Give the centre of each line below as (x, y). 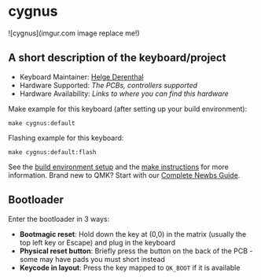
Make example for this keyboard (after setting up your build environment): (128, 109)
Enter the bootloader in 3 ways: (59, 219)
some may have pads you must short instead (92, 259)
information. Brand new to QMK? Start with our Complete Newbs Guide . (124, 175)
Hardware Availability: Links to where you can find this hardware (124, 94)
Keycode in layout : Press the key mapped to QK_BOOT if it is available (130, 267)
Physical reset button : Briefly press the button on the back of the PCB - (136, 251)
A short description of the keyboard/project (117, 58)
